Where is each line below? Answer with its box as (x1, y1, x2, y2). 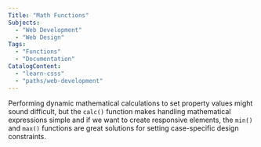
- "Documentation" (15, 56, 76, 63)
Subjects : (8, 19, 41, 27)
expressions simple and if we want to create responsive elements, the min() (8, 115, 253, 124)
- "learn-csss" (15, 70, 65, 77)
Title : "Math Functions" (8, 11, 89, 20)
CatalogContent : (8, 63, 61, 70)
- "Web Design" (15, 33, 65, 41)
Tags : (8, 41, 26, 48)
